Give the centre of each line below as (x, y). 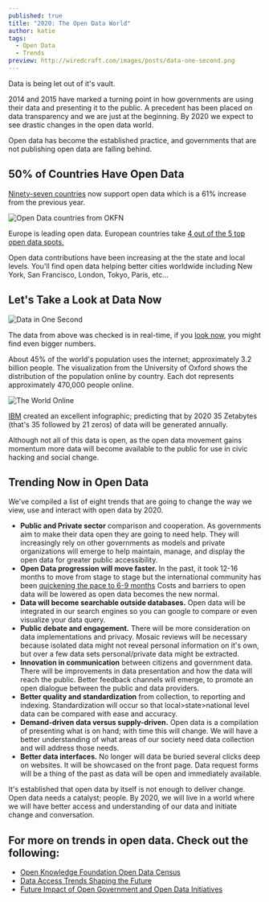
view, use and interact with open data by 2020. (86, 510)
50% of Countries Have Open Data (96, 174)
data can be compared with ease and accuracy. (99, 714)
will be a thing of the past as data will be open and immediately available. (141, 774)
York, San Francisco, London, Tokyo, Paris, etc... (88, 274)
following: (34, 853)
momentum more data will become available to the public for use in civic (128, 448)
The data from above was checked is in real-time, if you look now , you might (134, 335)
